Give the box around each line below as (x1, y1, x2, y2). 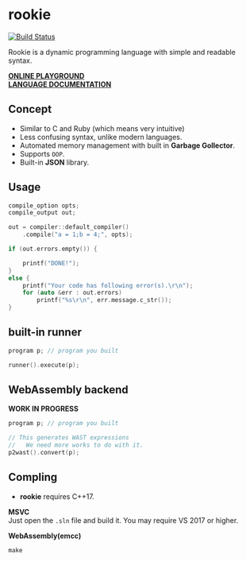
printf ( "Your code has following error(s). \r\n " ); (22, 281, 194, 289)
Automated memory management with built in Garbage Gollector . (19, 141, 236, 150)
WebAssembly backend (8, 383, 129, 397)
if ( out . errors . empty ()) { (8, 245, 98, 253)
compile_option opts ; (8, 201, 80, 210)
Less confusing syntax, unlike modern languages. (19, 132, 183, 141)
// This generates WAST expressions (8, 434, 129, 442)
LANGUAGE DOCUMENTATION (8, 79, 112, 89)
